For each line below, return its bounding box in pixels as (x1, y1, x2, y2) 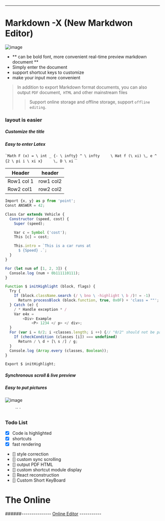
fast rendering (12, 441, 41, 447)
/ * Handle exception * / (14, 307, 67, 312)
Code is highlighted (12, 430, 52, 436)
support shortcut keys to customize (12, 69, 84, 75)
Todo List (5, 419, 28, 426)
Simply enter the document (12, 64, 67, 70)
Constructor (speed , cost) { (9, 216, 69, 222)
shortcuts (12, 436, 32, 442)
